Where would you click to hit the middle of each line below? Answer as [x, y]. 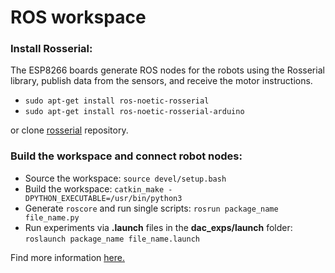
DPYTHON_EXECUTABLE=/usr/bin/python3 [103, 198]
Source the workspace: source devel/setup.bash [125, 178]
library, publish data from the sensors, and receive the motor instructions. [161, 81]
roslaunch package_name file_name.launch [112, 239]
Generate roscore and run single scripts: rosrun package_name [151, 208]
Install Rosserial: [51, 49]
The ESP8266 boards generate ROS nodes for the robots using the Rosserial [167, 70]
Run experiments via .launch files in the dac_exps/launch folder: [158, 227]
